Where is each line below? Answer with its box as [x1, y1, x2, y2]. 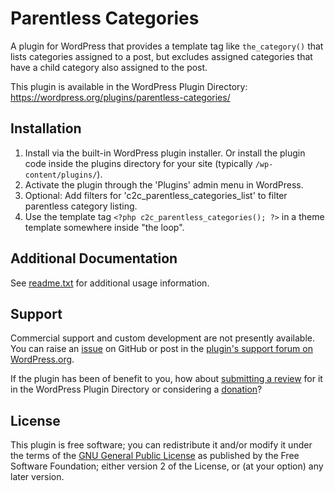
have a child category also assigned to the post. [10, 61, 208, 73]
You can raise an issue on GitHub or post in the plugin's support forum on [10, 343, 313, 355]
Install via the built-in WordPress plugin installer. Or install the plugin [24, 147, 306, 159]
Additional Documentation [10, 250, 178, 267]
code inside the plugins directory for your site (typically [24, 157, 253, 169]
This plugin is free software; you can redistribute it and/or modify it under [10, 439, 313, 451]
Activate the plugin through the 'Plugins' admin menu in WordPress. [24, 178, 304, 191]
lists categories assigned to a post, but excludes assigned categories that [10, 50, 313, 62]
